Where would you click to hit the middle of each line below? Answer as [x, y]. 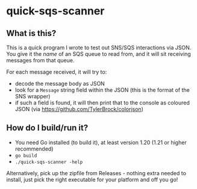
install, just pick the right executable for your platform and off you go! [92, 179]
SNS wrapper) [33, 96]
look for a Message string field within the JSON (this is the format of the [102, 90]
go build [26, 155]
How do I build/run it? [47, 128]
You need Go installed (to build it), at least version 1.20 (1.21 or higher [101, 142]
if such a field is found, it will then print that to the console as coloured [102, 103]
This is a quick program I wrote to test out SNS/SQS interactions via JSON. [99, 47]
